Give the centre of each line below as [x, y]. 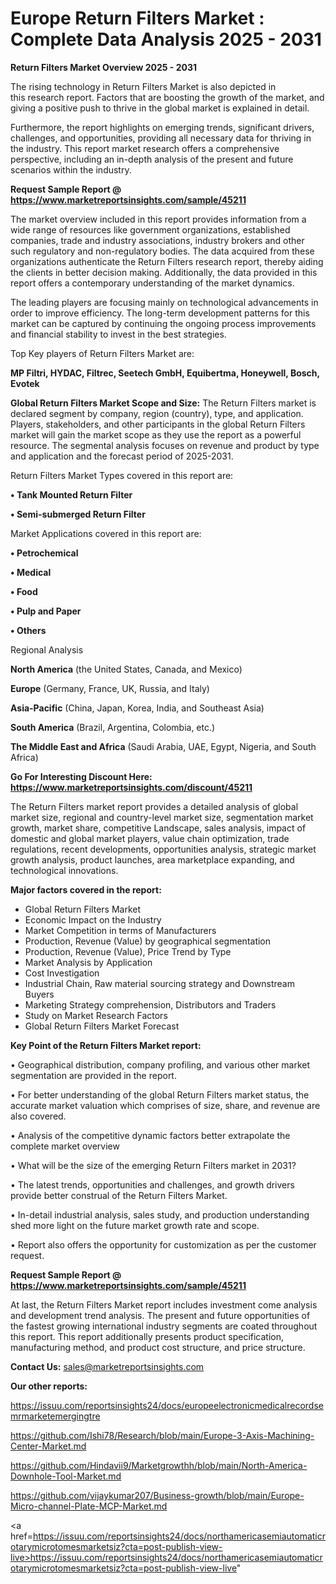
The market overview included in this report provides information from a [158, 219]
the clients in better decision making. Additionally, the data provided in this [164, 272]
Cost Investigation [62, 973]
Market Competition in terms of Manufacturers [120, 930]
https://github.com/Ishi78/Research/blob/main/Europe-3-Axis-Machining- [162, 1435]
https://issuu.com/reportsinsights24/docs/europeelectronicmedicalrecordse [167, 1405]
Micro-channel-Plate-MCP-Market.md [89, 1506]
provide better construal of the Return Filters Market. [119, 1195]
